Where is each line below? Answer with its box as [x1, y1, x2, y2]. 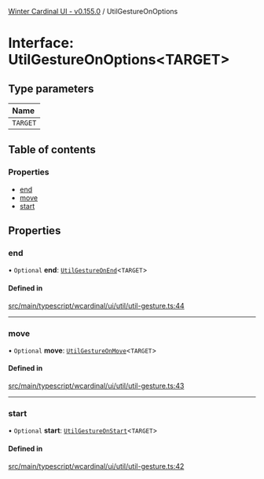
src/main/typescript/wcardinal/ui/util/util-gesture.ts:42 [8, 461, 185, 470]
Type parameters [8, 82, 94, 95]
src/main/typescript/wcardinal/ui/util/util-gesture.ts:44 [8, 301, 185, 310]
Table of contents [8, 143, 96, 156]
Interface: [8, 35, 75, 52]
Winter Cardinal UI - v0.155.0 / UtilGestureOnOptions [8, 7, 178, 16]
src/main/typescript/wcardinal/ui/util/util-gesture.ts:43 [8, 381, 185, 391]
